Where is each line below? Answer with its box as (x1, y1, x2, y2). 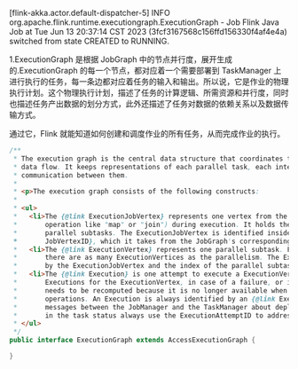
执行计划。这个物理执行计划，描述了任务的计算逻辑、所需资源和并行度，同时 (9, 88, 289, 98)
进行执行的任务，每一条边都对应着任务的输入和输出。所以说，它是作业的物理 (9, 76, 289, 87)
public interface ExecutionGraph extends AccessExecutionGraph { (9, 336, 255, 345)
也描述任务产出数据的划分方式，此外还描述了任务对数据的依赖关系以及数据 (9, 98, 281, 109)
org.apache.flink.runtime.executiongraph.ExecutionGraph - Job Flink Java (9, 17, 279, 27)
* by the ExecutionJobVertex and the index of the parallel (12, 262, 264, 271)
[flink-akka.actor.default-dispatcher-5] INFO (9, 8, 170, 18)
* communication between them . (12, 170, 129, 180)
